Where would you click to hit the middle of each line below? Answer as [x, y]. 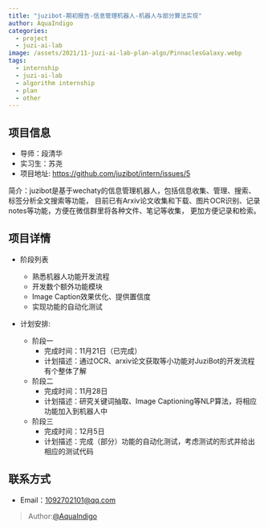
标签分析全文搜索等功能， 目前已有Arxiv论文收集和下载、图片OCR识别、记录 [134, 201]
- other [28, 98]
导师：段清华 [41, 154]
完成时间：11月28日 [76, 391]
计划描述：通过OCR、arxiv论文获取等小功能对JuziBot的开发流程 [149, 361]
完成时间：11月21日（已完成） [93, 351]
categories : [28, 31]
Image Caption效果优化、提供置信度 [91, 296]
